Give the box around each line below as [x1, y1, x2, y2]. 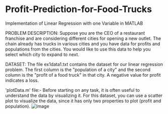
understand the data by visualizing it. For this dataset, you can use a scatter [5, 92, 163, 98]
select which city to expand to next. [5, 51, 80, 58]
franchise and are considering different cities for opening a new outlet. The [5, 35, 161, 41]
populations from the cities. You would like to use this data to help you [5, 46, 151, 52]
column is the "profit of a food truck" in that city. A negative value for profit [5, 72, 161, 78]
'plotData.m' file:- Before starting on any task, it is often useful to [5, 87, 140, 93]
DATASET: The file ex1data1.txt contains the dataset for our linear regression [5, 61, 163, 67]
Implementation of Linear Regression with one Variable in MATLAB [5, 20, 143, 26]
